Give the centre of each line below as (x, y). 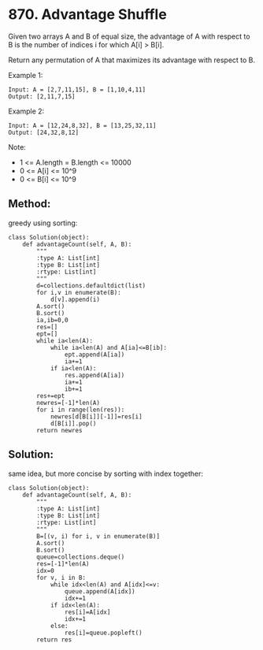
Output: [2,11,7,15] (42, 96)
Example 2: (26, 111)
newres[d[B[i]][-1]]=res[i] (96, 416)
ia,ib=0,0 (52, 320)
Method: (30, 204)
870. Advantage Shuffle (87, 15)
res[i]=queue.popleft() (104, 633)
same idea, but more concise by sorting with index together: (106, 474)
